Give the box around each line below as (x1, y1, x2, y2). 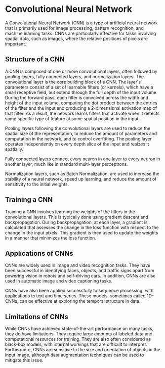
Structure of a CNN (5, 55, 65, 64)
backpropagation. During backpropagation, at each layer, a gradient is (5, 219, 148, 225)
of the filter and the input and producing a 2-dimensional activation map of (5, 105, 157, 111)
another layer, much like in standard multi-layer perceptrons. (5, 161, 128, 167)
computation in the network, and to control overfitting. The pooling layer (5, 136, 152, 141)
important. (5, 41, 26, 46)
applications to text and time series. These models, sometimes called (5, 293, 146, 299)
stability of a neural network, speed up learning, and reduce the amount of (5, 176, 157, 182)
